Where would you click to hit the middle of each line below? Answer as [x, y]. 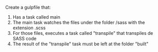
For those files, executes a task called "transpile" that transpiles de [83, 33]
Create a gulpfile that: [28, 7]
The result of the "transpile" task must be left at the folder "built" [81, 44]
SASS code [24, 38]
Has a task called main [36, 17]
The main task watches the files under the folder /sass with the [79, 22]
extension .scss [29, 28]
